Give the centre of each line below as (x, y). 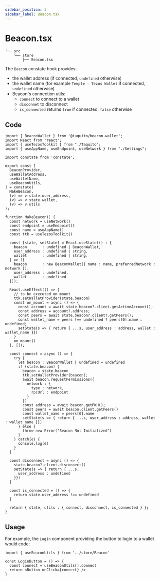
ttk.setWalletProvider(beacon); (55, 375)
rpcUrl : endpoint (50, 393)
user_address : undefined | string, (51, 251)
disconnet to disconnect (44, 104)
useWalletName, (25, 179)
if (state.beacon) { (39, 367)
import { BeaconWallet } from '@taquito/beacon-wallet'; (64, 136)
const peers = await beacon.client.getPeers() (71, 410)
